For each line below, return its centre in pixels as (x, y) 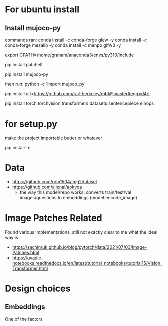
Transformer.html (30, 268)
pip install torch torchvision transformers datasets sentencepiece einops (80, 103)
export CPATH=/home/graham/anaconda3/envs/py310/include (69, 55)
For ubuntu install (42, 9)
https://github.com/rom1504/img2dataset (55, 181)
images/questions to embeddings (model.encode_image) (78, 197)
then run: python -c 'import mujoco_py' (45, 84)
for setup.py (31, 124)
